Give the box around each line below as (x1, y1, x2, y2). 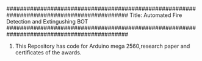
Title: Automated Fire (129, 11, 182, 19)
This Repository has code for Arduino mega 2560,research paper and (15, 42, 190, 50)
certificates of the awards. (15, 49, 82, 56)
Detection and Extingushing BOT (6, 18, 88, 25)
